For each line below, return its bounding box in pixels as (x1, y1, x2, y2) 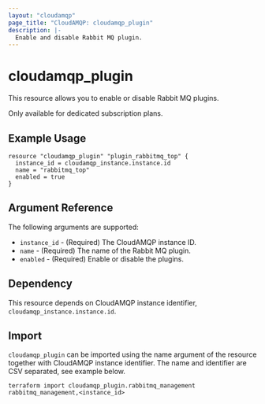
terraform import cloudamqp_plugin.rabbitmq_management (8, 382, 196, 390)
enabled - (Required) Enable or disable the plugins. (19, 254, 184, 264)
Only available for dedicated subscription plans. (8, 109, 163, 118)
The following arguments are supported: (8, 222, 140, 232)
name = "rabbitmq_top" (15, 166, 90, 174)
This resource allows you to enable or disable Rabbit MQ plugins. (8, 94, 219, 103)
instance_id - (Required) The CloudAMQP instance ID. (19, 237, 197, 246)
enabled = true (15, 173, 65, 181)
